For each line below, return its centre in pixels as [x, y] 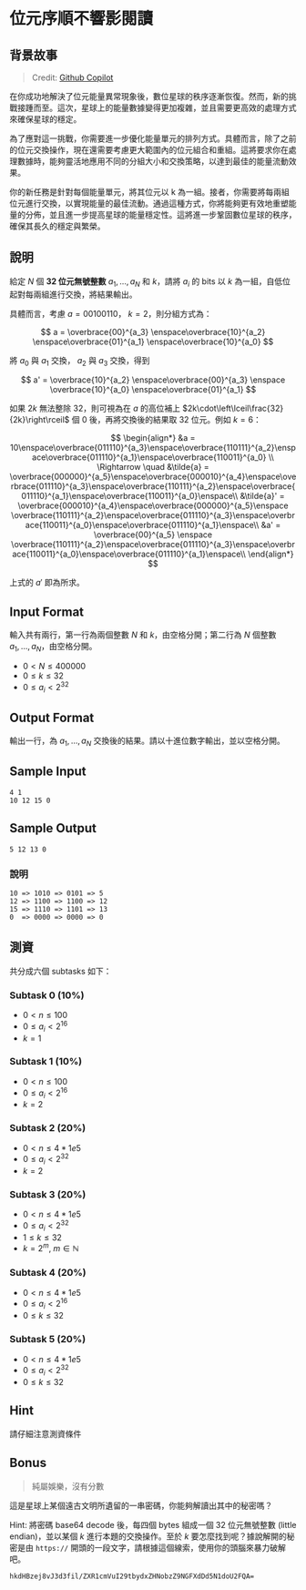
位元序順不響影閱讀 [82, 19]
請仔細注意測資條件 [46, 1433]
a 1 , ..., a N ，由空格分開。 [53, 647]
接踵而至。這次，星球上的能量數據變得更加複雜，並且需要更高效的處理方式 [157, 107]
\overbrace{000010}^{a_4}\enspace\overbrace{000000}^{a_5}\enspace [153, 505]
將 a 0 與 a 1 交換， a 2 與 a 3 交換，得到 [80, 361]
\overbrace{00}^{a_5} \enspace [153, 535]
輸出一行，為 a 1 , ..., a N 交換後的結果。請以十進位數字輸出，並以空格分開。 [147, 742]
